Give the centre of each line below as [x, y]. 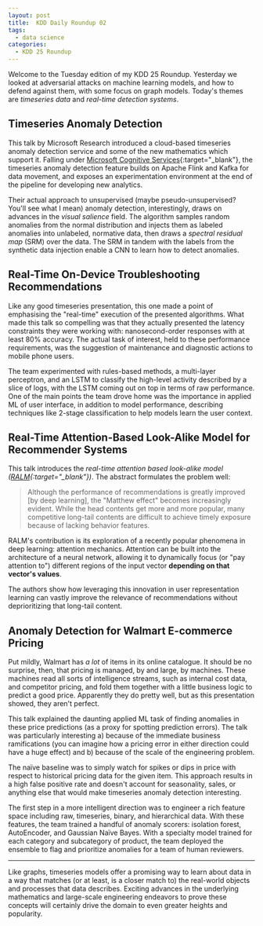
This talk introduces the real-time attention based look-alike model [116, 469]
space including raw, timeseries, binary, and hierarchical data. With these [126, 816]
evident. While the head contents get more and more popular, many [136, 509]
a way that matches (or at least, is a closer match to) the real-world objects [129, 880]
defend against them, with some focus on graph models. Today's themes [126, 91]
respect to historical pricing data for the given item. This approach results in [130, 776]
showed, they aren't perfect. [54, 704]
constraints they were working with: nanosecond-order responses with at [126, 331]
